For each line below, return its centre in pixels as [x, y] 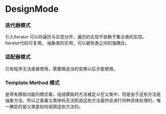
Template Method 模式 [33, 83]
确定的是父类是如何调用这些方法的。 [46, 107]
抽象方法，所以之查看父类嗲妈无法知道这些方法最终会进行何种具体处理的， [81, 100]
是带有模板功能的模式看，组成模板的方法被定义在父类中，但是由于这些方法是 [83, 94]
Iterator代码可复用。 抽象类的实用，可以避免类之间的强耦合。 [67, 43]
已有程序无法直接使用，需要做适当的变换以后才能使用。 [61, 69]
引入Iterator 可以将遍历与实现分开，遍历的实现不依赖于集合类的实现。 [76, 37]
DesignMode [32, 9]
